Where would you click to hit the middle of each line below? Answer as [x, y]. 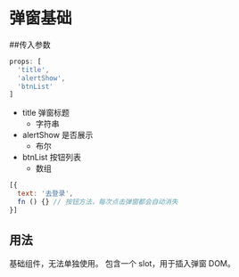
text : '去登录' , [45, 194]
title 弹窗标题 [45, 113]
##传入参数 [30, 45]
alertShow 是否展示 [58, 135]
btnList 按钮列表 [52, 158]
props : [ [25, 61]
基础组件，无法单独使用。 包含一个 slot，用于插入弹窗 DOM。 [123, 263]
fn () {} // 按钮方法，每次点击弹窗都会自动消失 [98, 202]
